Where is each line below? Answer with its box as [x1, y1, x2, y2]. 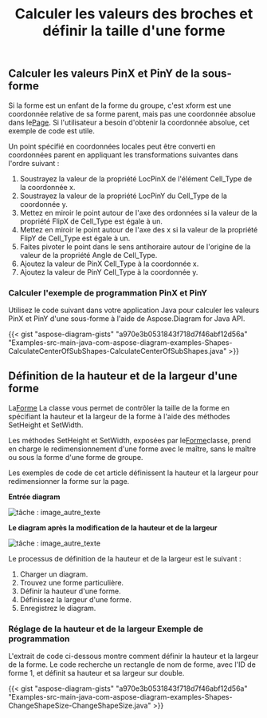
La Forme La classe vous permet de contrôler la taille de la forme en [8, 403, 230, 412]
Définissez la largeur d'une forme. [19, 594, 132, 604]
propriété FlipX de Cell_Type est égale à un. [19, 216, 163, 226]
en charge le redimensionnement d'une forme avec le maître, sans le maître [8, 444, 257, 454]
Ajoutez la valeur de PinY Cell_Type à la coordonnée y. [19, 267, 198, 276]
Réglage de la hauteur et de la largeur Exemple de [8, 623, 203, 634]
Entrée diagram [8, 492, 61, 502]
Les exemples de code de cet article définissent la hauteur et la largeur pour [8, 468, 259, 478]
